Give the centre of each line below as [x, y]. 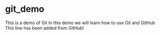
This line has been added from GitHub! [45, 28]
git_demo [25, 9]
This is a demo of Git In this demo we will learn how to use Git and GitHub [80, 23]
